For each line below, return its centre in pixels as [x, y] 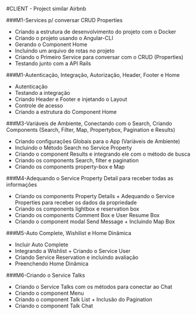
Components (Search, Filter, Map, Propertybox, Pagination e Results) [91, 130]
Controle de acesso [39, 106]
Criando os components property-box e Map [70, 167]
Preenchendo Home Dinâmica [52, 264]
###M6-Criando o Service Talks [46, 275]
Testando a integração [42, 93]
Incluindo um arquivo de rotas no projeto [65, 51]
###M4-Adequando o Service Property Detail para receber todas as [90, 178]
